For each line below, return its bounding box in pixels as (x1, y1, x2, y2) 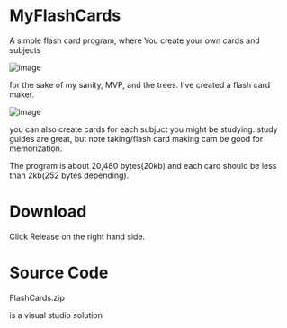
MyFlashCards (9, 5, 121, 26)
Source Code (9, 262, 109, 283)
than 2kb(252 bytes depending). (9, 170, 130, 181)
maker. (9, 89, 35, 100)
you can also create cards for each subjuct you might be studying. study (9, 123, 278, 135)
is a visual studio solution (9, 309, 103, 320)
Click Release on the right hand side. (9, 231, 146, 242)
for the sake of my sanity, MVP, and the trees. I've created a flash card (9, 79, 271, 90)
